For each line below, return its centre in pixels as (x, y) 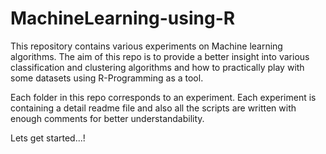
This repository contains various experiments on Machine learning (146, 46)
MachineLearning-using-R (123, 18)
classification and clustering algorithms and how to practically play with (157, 67)
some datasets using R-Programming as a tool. (107, 78)
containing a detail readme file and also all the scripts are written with (153, 108)
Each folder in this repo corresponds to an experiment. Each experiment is (163, 97)
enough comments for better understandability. (107, 118)
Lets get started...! (48, 138)
